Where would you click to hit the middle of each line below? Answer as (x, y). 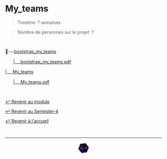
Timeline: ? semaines (39, 22)
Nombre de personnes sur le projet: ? (55, 32)
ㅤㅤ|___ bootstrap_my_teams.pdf (38, 62)
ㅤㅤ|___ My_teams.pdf (27, 82)
